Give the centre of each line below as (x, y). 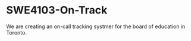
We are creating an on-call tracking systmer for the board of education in (96, 26)
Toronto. (16, 32)
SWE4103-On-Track (57, 10)
